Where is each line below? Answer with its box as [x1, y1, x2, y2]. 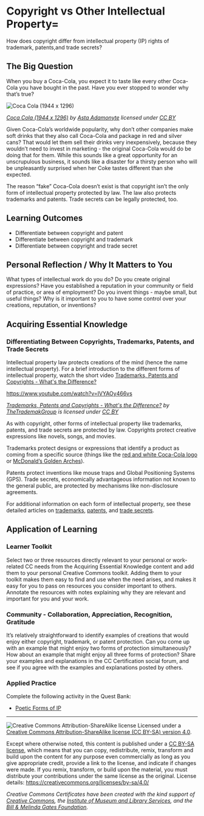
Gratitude [6, 617, 35, 626]
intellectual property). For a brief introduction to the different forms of [6, 365, 180, 373]
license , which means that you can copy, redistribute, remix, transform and [6, 747, 194, 754]
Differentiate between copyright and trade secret [15, 242, 138, 250]
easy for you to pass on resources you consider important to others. [6, 582, 177, 590]
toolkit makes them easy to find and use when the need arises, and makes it [6, 576, 196, 583]
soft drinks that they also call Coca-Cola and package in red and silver [6, 132, 182, 139]
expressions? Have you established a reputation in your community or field [6, 282, 194, 290]
